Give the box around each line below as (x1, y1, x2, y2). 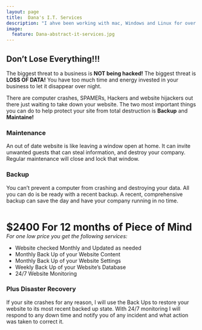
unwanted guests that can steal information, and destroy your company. (6, 149, 186, 156)
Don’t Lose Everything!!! (6, 54, 100, 64)
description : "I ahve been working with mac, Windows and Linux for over (6, 20, 197, 26)
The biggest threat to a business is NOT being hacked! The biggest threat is (6, 70, 197, 77)
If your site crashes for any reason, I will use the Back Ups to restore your (6, 299, 189, 306)
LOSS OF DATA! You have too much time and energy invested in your (6, 76, 178, 83)
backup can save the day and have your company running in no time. (6, 197, 178, 204)
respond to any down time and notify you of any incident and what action (6, 311, 189, 319)
